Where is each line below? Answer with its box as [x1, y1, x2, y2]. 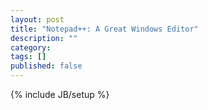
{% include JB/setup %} [10, 89, 110, 100]
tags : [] [10, 52, 47, 62]
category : [10, 42, 52, 53]
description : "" [10, 33, 78, 43]
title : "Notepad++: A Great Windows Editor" [10, 24, 199, 34]
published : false [10, 61, 83, 71]
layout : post [10, 14, 65, 25]
